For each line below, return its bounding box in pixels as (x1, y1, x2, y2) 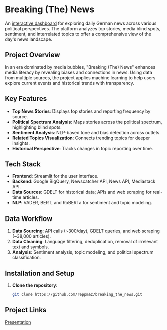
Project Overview (5, 51, 60, 59)
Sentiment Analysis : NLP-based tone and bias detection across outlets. (12, 129, 161, 135)
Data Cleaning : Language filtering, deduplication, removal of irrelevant (12, 239, 158, 245)
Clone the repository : (12, 282, 58, 288)
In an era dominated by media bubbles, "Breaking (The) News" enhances (5, 64, 156, 70)
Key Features (5, 94, 47, 103)
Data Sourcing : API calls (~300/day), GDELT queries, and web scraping (12, 228, 160, 234)
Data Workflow (5, 214, 53, 223)
